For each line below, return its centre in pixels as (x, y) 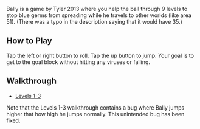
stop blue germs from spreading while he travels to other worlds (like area (99, 15)
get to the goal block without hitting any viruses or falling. (78, 62)
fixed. (13, 120)
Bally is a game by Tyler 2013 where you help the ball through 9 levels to (97, 9)
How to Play (29, 41)
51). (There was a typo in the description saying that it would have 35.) (94, 22)
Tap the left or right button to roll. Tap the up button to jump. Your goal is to (100, 55)
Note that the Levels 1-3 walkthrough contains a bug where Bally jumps (95, 107)
